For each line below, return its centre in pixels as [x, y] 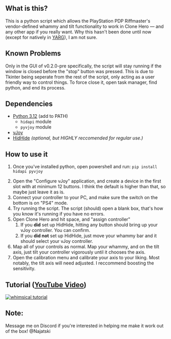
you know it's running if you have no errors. [59, 214]
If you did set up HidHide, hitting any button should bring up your [89, 225]
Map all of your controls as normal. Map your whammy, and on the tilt [86, 247]
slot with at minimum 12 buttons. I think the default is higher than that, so [89, 187]
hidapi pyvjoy [28, 172]
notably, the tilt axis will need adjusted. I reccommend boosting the [83, 263]
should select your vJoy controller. [57, 241]
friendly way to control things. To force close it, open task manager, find [81, 82]
